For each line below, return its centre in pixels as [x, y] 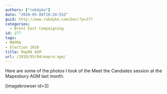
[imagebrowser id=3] [27, 86]
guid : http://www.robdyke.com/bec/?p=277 [49, 19]
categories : [18, 24]
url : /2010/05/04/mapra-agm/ [36, 57]
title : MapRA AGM [23, 52]
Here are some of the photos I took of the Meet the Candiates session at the [84, 71]
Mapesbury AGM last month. [35, 76]
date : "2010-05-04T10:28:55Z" [37, 15]
